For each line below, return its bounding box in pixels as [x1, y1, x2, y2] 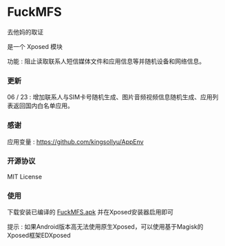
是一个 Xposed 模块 [7, 42, 63, 50]
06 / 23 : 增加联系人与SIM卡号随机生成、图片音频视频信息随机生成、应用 [7, 93, 213, 101]
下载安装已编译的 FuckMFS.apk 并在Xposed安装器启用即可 [7, 208, 174, 216]
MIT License [7, 172, 43, 181]
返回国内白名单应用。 [12, 101, 74, 110]
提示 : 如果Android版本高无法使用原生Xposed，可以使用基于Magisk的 [7, 223, 204, 231]
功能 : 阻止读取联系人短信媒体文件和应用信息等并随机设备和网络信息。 [7, 57, 205, 65]
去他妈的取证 [7, 28, 43, 36]
